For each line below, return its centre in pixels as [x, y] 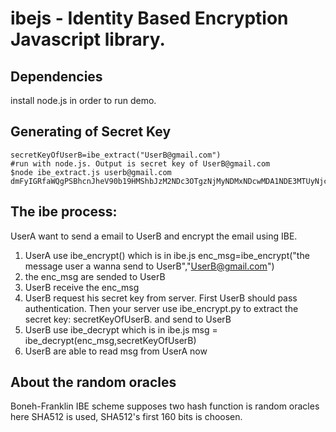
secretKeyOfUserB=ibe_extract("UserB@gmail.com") [116, 155]
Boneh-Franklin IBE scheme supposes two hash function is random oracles [165, 406]
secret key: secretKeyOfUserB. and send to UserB [128, 319]
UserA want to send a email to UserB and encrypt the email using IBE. [154, 236]
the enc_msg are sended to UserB [95, 276]
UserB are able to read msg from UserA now [116, 351]
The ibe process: [64, 212]
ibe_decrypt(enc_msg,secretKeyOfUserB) [110, 340]
